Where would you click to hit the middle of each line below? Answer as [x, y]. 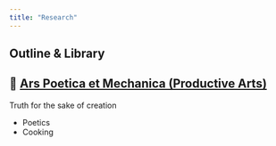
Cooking [38, 132]
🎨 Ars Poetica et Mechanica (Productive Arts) [138, 84]
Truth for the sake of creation [63, 105]
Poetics [36, 122]
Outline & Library [57, 54]
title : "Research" [43, 17]
